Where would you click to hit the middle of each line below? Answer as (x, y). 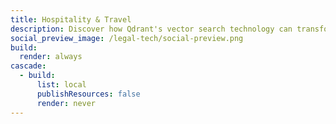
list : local (61, 85)
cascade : (28, 66)
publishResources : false (88, 94)
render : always (51, 57)
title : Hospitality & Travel (71, 19)
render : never (66, 103)
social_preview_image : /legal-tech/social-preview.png (127, 38)
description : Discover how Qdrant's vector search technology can (151, 29)
